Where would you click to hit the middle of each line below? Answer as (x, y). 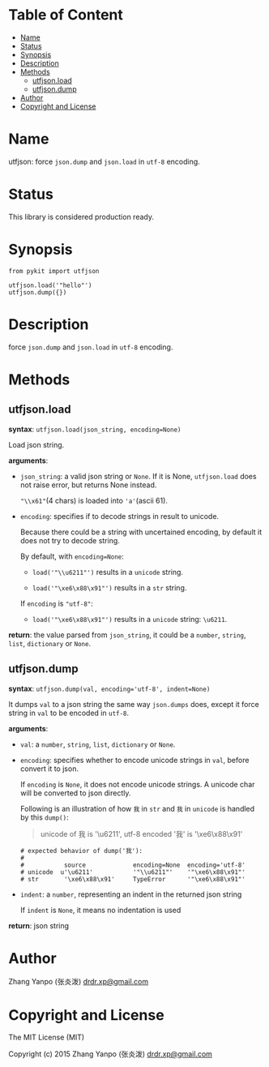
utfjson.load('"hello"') (50, 285)
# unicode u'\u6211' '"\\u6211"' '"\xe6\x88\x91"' (132, 872)
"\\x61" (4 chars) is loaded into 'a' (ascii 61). (94, 500)
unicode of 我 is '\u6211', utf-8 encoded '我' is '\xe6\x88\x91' (141, 833)
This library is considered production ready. (81, 216)
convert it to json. (49, 769)
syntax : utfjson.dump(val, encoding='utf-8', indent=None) (109, 688)
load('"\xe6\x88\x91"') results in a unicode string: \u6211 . (130, 619)
